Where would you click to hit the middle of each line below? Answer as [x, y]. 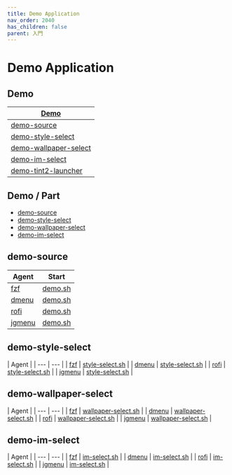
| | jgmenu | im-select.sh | [72, 464]
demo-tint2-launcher [47, 171]
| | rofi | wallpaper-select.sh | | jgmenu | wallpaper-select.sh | [123, 418]
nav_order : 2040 [31, 20]
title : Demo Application [43, 14]
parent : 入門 [25, 33]
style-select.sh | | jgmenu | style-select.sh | [70, 371]
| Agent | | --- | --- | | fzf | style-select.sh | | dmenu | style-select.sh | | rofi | [116, 364]
